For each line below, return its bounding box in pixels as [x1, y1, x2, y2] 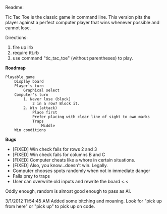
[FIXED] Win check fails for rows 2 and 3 [12, 146, 97, 152]
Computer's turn [14, 92, 49, 97]
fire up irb [12, 44, 33, 50]
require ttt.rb [12, 50, 39, 56]
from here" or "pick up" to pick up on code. [5, 203, 95, 209]
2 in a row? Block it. [32, 101, 80, 106]
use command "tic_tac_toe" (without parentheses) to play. [12, 55, 133, 61]
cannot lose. [5, 25, 31, 31]
